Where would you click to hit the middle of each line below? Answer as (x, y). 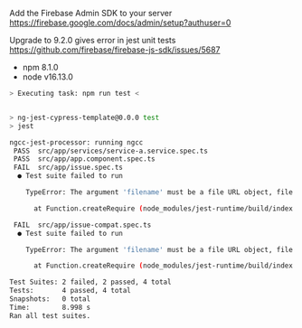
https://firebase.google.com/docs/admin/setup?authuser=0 (120, 23)
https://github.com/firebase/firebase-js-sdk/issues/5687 (115, 50)
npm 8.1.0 (40, 67)
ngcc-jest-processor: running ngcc (76, 142)
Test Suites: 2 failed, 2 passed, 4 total (90, 282)
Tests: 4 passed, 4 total (70, 291)
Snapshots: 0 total (50, 299)
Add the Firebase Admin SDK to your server (91, 13)
